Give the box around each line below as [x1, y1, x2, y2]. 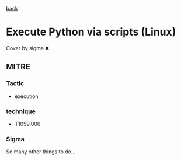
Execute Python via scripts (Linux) [6, 26, 176, 38]
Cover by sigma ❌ [6, 44, 50, 51]
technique [6, 107, 36, 116]
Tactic [6, 79, 25, 87]
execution [14, 93, 39, 100]
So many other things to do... [6, 148, 76, 155]
